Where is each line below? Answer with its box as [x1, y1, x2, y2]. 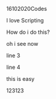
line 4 [6, 63, 21, 71]
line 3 [6, 52, 20, 59]
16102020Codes [6, 5, 47, 12]
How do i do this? [6, 28, 50, 36]
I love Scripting [6, 17, 44, 24]
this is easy [6, 75, 35, 82]
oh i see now [6, 40, 38, 47]
